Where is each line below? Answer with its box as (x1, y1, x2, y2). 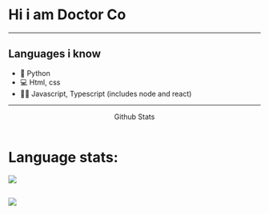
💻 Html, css (19, 77, 61, 87)
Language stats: (8, 148, 118, 166)
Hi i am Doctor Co (8, 6, 126, 24)
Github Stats (114, 112, 155, 121)
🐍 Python (19, 68, 50, 77)
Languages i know (8, 47, 102, 61)
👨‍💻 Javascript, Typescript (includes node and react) (19, 89, 192, 98)
